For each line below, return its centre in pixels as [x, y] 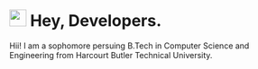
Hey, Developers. [96, 21]
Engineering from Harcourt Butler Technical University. [111, 55]
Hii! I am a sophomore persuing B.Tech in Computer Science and [129, 46]
